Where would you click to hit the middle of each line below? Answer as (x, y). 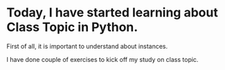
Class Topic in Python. (72, 27)
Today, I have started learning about (112, 13)
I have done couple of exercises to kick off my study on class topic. (102, 59)
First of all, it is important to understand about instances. (87, 46)
